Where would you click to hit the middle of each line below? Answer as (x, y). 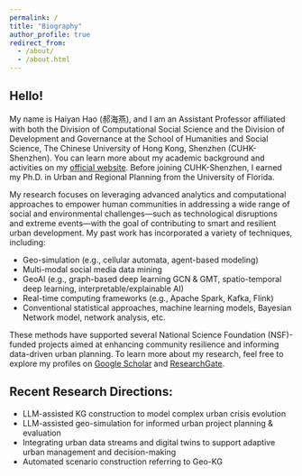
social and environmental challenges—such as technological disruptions (143, 214)
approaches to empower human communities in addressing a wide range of (150, 204)
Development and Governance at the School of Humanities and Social (139, 138)
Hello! (26, 96)
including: (28, 242)
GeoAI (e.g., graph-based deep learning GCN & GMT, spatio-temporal (152, 279)
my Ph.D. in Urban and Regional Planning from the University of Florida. (142, 177)
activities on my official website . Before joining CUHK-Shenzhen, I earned (146, 167)
